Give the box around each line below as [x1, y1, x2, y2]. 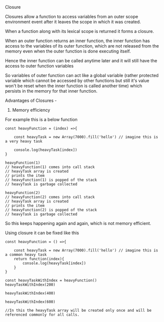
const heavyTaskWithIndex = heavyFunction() [5, 278, 97, 283]
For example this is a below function [5, 117, 78, 122]
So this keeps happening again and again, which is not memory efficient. [5, 221, 151, 226]
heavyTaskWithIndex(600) [5, 299, 56, 304]
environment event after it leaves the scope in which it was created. [5, 19, 141, 25]
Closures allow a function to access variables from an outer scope [5, 14, 138, 19]
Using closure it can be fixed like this [5, 230, 79, 236]
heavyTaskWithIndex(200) [5, 282, 56, 287]
